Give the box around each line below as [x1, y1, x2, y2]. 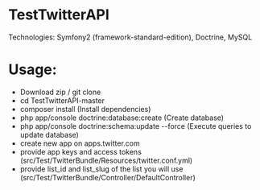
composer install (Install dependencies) [19, 104, 151, 114]
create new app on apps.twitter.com [19, 138, 140, 148]
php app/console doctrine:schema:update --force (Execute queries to [19, 121, 252, 130]
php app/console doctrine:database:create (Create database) [19, 113, 224, 122]
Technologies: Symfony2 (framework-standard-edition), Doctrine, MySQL [8, 32, 253, 42]
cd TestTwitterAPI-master [19, 95, 105, 105]
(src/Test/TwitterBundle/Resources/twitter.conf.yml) [19, 155, 193, 165]
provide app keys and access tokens [19, 147, 142, 156]
